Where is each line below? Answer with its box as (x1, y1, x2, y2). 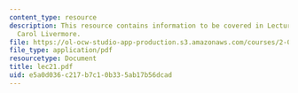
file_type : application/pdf (9, 46, 114, 55)
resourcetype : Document (9, 54, 98, 63)
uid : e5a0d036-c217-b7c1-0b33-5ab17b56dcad (9, 71, 173, 80)
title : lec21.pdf (9, 63, 74, 72)
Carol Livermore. (17, 29, 82, 38)
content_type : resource (9, 12, 98, 22)
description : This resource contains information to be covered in (9, 21, 264, 30)
